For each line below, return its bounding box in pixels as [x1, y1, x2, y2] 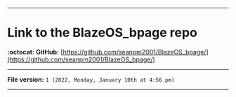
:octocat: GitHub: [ [7, 47, 63, 56]
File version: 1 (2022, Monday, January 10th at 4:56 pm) [7, 75, 175, 84]
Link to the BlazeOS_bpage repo [7, 25, 198, 40]
